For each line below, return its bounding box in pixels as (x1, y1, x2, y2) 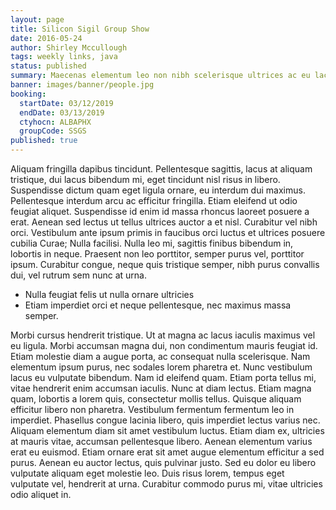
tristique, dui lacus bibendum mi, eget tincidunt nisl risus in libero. (10, 174, 281, 185)
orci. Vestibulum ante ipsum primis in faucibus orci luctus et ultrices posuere (10, 227, 326, 238)
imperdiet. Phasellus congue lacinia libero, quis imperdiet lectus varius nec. (10, 414, 321, 426)
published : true (10, 136, 78, 146)
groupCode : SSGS (19, 126, 87, 136)
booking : (10, 89, 47, 99)
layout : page (10, 14, 65, 25)
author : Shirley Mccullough (10, 42, 128, 53)
